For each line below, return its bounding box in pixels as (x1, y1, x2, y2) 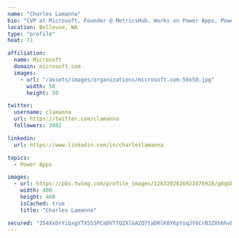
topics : (7, 154, 31, 161)
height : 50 (26, 90, 59, 97)
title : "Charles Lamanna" (20, 207, 97, 214)
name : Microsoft (14, 56, 62, 64)
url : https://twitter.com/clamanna (14, 115, 119, 123)
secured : (7, 220, 33, 227)
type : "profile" (7, 30, 55, 38)
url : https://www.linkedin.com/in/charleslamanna (14, 141, 164, 148)
